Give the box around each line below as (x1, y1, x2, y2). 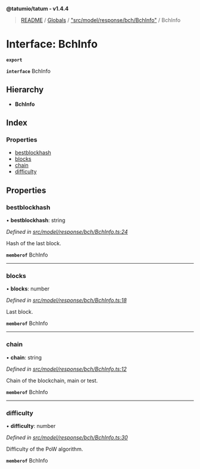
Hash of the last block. (6, 240, 61, 247)
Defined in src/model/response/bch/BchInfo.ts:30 (6, 434, 128, 441)
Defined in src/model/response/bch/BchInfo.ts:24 (6, 229, 128, 236)
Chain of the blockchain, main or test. (6, 377, 98, 384)
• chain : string (6, 354, 42, 361)
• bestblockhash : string (6, 217, 65, 224)
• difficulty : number (6, 423, 56, 430)
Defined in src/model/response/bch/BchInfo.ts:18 (6, 297, 127, 304)
